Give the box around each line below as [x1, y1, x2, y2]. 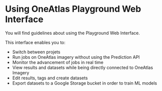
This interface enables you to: [5, 39, 65, 45]
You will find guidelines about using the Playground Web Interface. [5, 30, 140, 36]
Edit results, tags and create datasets [12, 75, 88, 81]
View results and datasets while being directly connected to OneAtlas [12, 65, 154, 70]
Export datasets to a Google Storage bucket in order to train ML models [12, 80, 158, 86]
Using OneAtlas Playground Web [5, 3, 141, 15]
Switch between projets [12, 49, 61, 55]
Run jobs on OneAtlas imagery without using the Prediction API [12, 54, 140, 60]
